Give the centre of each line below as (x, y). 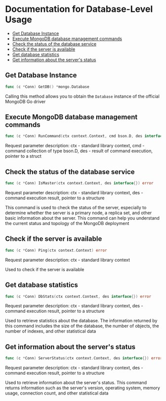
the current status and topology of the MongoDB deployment (67, 223)
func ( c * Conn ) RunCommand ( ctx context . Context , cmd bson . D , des (74, 136)
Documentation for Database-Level (79, 9)
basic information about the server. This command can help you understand (82, 218)
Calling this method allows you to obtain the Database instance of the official (82, 96)
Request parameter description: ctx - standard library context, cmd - (75, 146)
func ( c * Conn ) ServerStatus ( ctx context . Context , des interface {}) (77, 358)
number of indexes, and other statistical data (51, 331)
